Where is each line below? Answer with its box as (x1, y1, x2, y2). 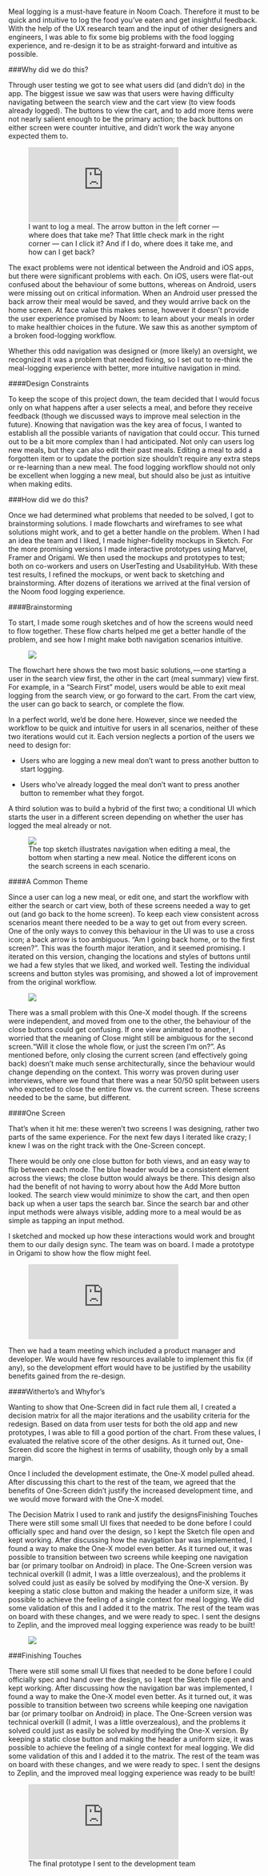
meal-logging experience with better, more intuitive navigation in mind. (8, 363, 242, 373)
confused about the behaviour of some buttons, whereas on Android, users (8, 280, 257, 289)
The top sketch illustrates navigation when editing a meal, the (28, 844, 230, 854)
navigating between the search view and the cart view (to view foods (8, 98, 236, 106)
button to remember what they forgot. (19, 788, 145, 798)
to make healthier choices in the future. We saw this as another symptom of (8, 322, 258, 331)
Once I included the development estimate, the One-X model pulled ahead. (8, 1469, 254, 1478)
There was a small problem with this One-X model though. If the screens (8, 1008, 247, 1017)
